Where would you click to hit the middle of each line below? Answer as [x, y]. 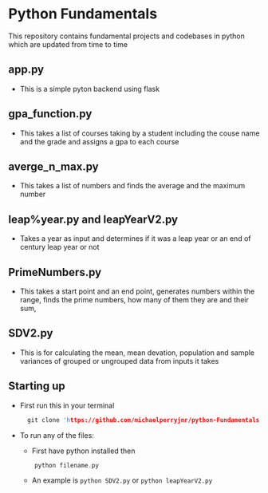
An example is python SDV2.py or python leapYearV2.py [122, 480]
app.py [26, 70]
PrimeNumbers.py [55, 272]
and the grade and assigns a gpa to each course [99, 141]
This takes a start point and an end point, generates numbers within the [137, 291]
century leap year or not [59, 247]
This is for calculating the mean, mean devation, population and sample [137, 353]
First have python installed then [83, 451]
